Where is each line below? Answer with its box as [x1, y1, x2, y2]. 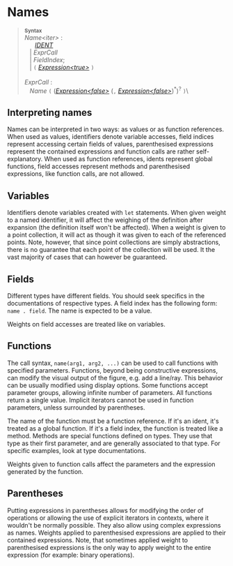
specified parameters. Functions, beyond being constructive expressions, [7, 366, 218, 374]
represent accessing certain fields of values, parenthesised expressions [7, 140, 214, 149]
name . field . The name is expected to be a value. [7, 306, 152, 315]
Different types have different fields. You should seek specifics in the [7, 292, 205, 300]
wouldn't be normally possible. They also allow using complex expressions [7, 521, 221, 529]
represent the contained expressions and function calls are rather [7, 147, 195, 156]
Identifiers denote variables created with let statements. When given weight [7, 209, 226, 217]
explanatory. [7, 155, 43, 163]
